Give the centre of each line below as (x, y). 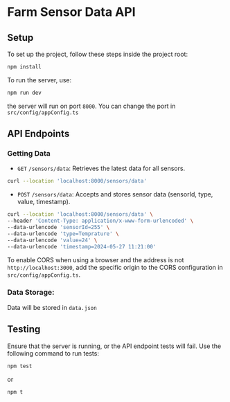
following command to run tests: (53, 353)
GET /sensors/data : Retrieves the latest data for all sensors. (101, 168)
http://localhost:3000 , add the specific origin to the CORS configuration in (115, 267)
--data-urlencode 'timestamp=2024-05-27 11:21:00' (82, 246)
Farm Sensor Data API (72, 12)
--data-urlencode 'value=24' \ (52, 240)
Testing (24, 329)
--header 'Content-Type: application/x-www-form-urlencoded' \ (100, 221)
